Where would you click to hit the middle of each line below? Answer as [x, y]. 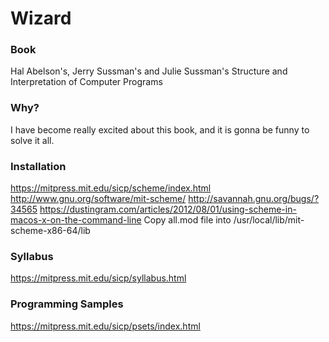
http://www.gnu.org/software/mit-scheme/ [98, 199]
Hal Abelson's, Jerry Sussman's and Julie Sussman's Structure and [149, 71]
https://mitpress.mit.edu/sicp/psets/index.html [105, 326]
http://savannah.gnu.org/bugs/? [254, 199]
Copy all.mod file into [187, 220]
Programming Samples [67, 304]
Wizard [41, 18]
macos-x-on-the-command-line [76, 220]
